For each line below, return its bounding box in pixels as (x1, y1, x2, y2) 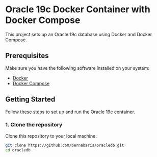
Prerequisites (5, 51, 49, 60)
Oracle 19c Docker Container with (5, 4, 150, 15)
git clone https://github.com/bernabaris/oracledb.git (5, 143, 124, 148)
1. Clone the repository (5, 121, 63, 128)
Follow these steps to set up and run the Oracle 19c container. (5, 109, 135, 115)
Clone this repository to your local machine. (5, 133, 97, 139)
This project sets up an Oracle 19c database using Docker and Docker (5, 31, 152, 37)
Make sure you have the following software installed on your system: (5, 65, 149, 71)
